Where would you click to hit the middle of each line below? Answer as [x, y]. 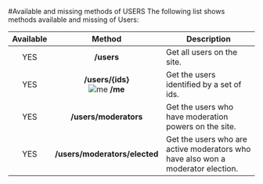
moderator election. [202, 169]
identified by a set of [204, 84]
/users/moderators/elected [106, 154]
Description [209, 39]
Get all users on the [202, 52]
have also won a [195, 159]
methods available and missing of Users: [74, 20]
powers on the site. [201, 126]
